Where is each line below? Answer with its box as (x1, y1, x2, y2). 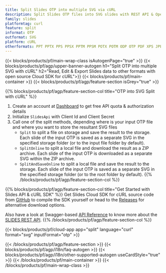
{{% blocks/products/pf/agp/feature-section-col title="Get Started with (5, 186, 150, 192)
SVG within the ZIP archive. (19, 155, 76, 161)
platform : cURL (5, 40, 37, 45)
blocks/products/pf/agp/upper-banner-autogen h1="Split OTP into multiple (5, 63, 157, 69)
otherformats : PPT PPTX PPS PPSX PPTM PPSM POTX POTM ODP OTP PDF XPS (5, 44, 154, 49)
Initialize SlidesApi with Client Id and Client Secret (12, 113, 115, 119)
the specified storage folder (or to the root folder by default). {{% (19, 171, 152, 177)
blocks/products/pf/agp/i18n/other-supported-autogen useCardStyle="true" (5, 252, 161, 258)
